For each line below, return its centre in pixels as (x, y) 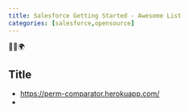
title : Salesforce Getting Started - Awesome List (95, 16)
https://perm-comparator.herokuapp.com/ (90, 94)
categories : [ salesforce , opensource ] (72, 23)
